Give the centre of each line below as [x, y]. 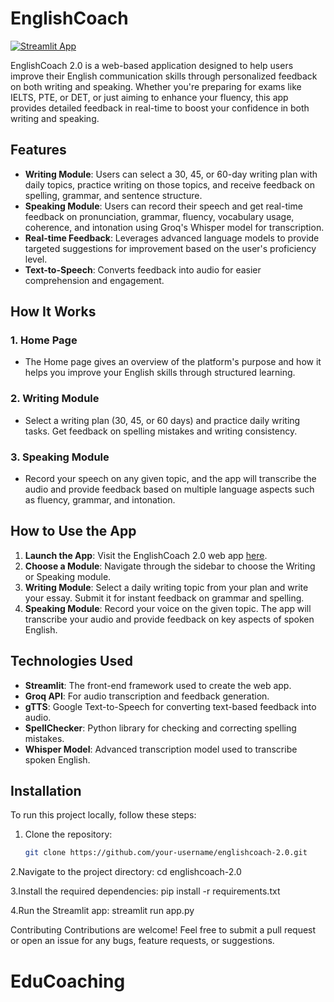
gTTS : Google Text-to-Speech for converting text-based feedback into [170, 706]
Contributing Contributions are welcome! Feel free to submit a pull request [163, 930]
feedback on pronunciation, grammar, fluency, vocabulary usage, [159, 216]
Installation [46, 791]
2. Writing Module [55, 399]
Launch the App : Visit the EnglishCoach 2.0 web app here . [146, 555]
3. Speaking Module [60, 457]
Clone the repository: [68, 834]
